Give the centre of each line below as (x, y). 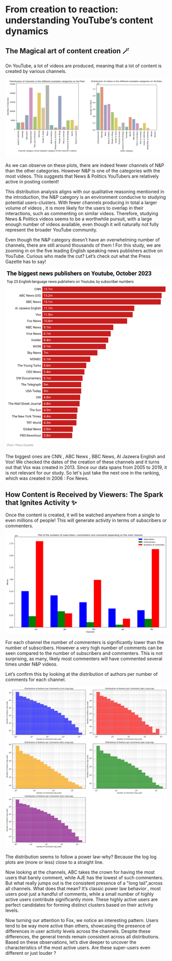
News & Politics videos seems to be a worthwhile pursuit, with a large (79, 219)
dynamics (27, 31)
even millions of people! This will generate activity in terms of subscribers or (86, 520)
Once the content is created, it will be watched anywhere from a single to (83, 515)
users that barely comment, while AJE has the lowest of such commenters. (84, 877)
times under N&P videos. (32, 664)
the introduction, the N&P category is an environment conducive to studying (85, 197)
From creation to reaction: (62, 10)
